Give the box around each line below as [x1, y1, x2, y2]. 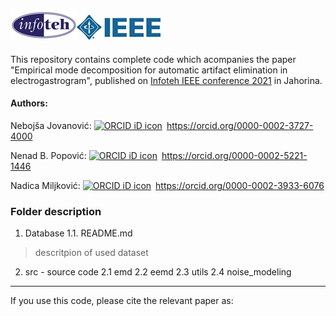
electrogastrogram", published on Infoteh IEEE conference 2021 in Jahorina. [10, 74, 323, 86]
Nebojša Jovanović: [10, 120, 92, 132]
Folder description [10, 204, 102, 218]
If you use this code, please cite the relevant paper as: [10, 295, 234, 307]
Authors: [10, 97, 48, 109]
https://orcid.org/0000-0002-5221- [161, 150, 308, 162]
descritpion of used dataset [34, 247, 149, 259]
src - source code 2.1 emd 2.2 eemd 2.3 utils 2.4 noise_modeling [24, 266, 292, 278]
